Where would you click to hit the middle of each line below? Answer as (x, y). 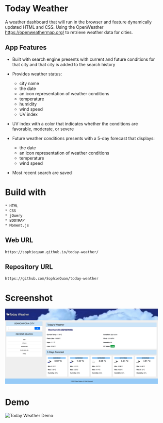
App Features (26, 47)
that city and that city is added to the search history (64, 64)
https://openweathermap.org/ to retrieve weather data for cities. (69, 32)
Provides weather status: (37, 74)
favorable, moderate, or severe (43, 129)
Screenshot (29, 298)
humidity (28, 104)
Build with (25, 192)
